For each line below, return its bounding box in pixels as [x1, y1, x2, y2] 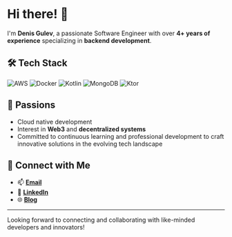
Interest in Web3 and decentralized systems [17, 124, 146, 133]
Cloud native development [17, 117, 93, 126]
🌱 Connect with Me [7, 159, 91, 171]
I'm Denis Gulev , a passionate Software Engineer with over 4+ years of [7, 29, 211, 37]
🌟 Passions [7, 99, 56, 111]
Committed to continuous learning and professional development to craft [17, 132, 224, 140]
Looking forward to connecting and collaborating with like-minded [7, 216, 195, 224]
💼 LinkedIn [17, 188, 48, 196]
